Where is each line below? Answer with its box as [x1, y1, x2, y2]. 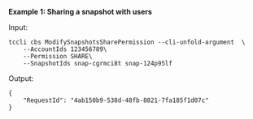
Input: [8, 23, 28, 32]
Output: [8, 74, 34, 83]
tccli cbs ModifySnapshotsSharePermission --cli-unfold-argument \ [8, 38, 246, 46]
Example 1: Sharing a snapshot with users [8, 7, 153, 16]
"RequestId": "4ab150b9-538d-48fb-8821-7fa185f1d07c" [23, 96, 209, 104]
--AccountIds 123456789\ [23, 45, 107, 53]
